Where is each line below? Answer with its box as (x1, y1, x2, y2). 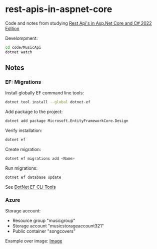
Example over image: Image (5, 238, 62, 244)
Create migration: (5, 147, 41, 152)
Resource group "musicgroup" (12, 217, 75, 224)
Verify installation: (5, 128, 42, 134)
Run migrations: (5, 165, 37, 171)
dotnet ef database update (5, 175, 61, 180)
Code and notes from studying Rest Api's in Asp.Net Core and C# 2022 (5, 20, 152, 26)
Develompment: (5, 35, 38, 41)
